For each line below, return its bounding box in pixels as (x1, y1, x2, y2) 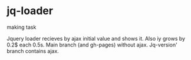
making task (6, 24, 37, 31)
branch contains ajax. (6, 47, 60, 54)
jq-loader (6, 4, 54, 18)
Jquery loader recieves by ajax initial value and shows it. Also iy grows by (6, 35, 185, 42)
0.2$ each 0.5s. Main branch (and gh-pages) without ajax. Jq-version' (6, 41, 177, 48)
